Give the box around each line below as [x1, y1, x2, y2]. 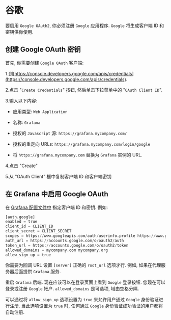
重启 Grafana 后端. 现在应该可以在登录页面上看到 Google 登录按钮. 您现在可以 [5, 279, 165, 285]
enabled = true [5, 219, 38, 224]
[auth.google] [5, 215, 36, 220]
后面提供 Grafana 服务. [14, 269, 61, 275]
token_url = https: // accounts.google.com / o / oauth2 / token [5, 243, 129, 248]
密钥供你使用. [5, 29, 34, 35]
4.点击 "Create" [5, 163, 38, 169]
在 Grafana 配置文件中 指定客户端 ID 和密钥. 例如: [5, 204, 108, 210]
